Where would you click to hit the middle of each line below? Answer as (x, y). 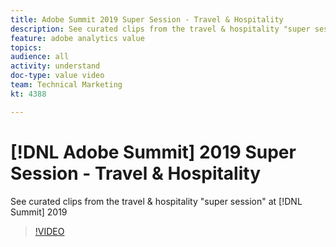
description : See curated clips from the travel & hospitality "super (160, 29)
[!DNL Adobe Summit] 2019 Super (153, 152)
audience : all (40, 57)
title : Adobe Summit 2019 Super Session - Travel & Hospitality (147, 19)
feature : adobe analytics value (77, 38)
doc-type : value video (57, 76)
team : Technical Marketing (66, 85)
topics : (26, 47)
